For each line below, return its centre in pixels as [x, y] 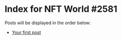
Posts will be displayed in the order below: [48, 23]
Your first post [26, 32]
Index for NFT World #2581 [61, 9]
